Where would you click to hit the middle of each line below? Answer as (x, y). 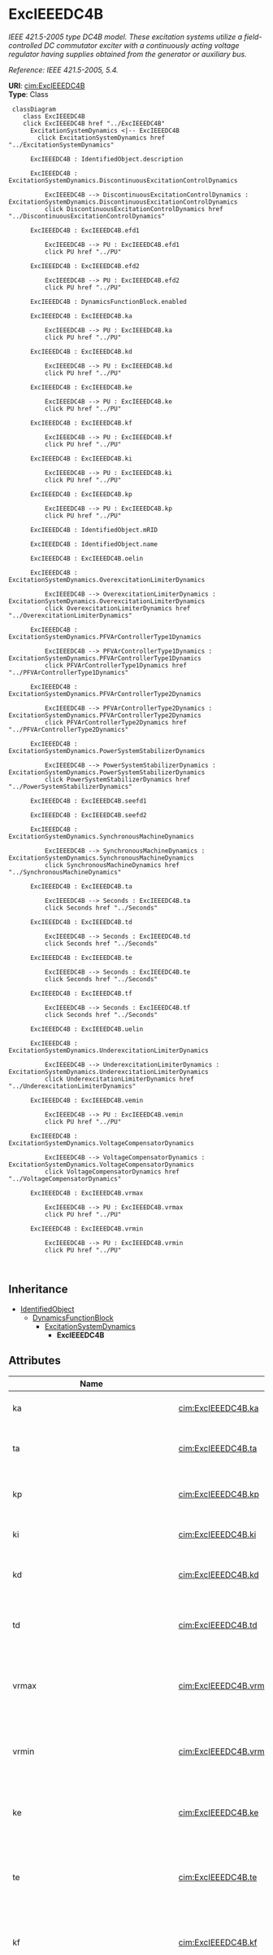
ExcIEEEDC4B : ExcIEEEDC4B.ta (81, 886)
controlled (26, 45)
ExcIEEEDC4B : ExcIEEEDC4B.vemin (87, 1100)
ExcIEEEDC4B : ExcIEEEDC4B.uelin (87, 1029)
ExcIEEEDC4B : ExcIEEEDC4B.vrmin (87, 1228)
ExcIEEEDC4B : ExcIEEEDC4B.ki (81, 458)
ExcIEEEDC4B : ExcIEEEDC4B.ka (81, 316)
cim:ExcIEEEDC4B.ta (218, 1449)
